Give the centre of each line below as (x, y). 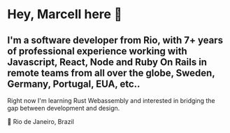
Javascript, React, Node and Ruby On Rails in (107, 62)
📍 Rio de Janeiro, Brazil (41, 121)
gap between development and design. (64, 108)
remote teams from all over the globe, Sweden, (111, 73)
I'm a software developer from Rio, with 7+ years (115, 40)
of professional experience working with (97, 51)
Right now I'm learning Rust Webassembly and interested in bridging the (111, 100)
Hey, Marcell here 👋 (65, 14)
